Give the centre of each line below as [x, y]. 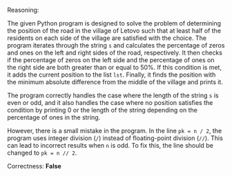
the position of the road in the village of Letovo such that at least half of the [114, 31]
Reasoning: [23, 10]
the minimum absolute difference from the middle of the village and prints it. [115, 82]
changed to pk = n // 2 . [42, 153]
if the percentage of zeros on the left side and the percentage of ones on [111, 60]
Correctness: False [35, 166]
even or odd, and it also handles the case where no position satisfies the [110, 102]
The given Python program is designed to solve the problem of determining [114, 23]
